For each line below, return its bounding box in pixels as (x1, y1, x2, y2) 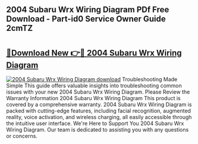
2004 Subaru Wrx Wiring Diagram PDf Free (6, 5, 169, 15)
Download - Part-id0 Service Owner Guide (6, 14, 166, 24)
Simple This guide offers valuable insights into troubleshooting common (6, 82, 183, 89)
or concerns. (6, 133, 37, 139)
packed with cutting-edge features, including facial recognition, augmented (6, 107, 191, 114)
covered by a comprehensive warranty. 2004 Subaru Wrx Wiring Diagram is (6, 101, 192, 108)
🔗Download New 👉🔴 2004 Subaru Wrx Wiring (6, 47, 183, 58)
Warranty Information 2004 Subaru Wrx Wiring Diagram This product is (6, 95, 181, 101)
